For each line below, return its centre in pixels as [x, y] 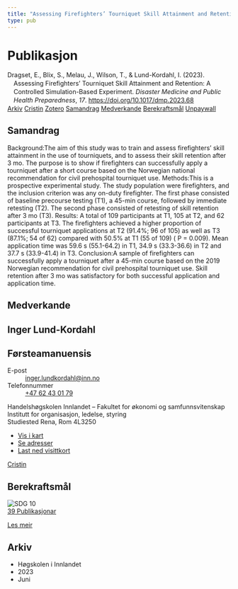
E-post [17, 371]
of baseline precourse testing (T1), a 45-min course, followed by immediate [117, 200]
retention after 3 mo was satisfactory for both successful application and [114, 275]
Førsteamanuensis [50, 354]
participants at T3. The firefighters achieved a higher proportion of [104, 223]
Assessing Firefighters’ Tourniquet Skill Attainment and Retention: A [112, 84]
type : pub [22, 21]
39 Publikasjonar [32, 511]
